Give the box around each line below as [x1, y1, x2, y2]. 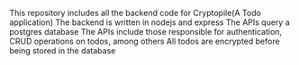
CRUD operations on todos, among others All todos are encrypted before [9, 36, 281, 46]
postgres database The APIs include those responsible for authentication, [9, 27, 282, 37]
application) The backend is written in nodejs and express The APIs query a [9, 17, 290, 28]
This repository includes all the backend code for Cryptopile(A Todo [9, 8, 261, 18]
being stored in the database [9, 45, 116, 56]
